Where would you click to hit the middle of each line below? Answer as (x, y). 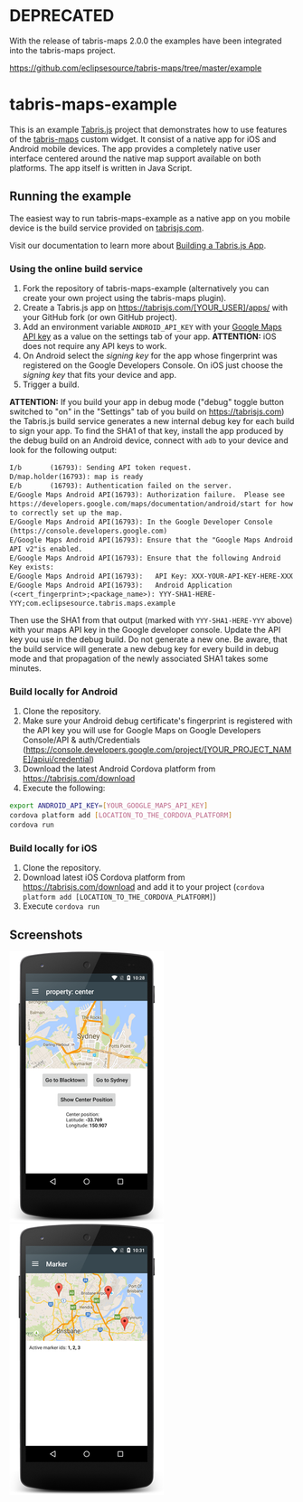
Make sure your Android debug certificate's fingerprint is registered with (157, 721)
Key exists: (32, 567)
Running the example (71, 197)
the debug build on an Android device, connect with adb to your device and (149, 440)
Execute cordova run (61, 906)
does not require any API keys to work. (95, 345)
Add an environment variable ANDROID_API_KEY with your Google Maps (152, 326)
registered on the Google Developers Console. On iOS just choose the (152, 365)
